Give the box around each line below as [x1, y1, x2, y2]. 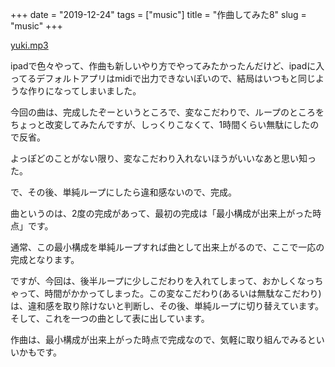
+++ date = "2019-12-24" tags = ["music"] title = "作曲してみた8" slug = [10, 9, 307, 20]
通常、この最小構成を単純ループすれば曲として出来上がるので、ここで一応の [10, 241, 325, 253]
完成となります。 [10, 254, 80, 265]
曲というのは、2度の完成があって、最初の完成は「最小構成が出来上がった [10, 208, 313, 219]
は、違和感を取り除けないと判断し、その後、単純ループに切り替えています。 [10, 300, 325, 312]
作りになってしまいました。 [27, 85, 142, 97]
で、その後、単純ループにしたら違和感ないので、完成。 [10, 186, 238, 198]
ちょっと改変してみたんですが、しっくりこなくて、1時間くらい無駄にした [10, 119, 311, 130]
